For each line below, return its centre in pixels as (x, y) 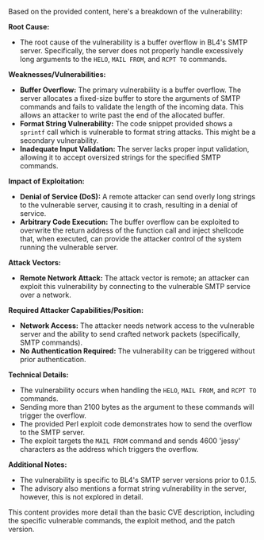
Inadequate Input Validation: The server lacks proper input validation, (134, 149)
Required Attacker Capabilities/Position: (76, 310)
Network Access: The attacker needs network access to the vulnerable (137, 326)
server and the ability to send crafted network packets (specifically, (130, 334)
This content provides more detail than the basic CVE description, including (132, 512)
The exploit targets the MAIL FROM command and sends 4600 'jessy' (130, 441)
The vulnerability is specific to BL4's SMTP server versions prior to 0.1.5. (138, 480)
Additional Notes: (38, 465)
